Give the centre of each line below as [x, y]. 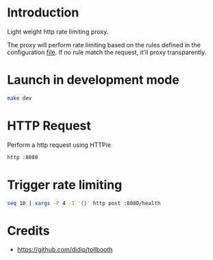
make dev [20, 98]
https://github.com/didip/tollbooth [65, 250]
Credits [28, 231]
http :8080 [23, 157]
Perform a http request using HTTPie [59, 145]
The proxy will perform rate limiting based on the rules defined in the [104, 45]
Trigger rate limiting [65, 185]
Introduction [43, 13]
